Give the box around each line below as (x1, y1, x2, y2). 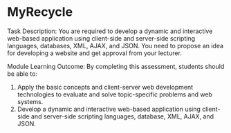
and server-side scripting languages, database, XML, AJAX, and (30, 112, 214, 121)
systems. (17, 97, 44, 105)
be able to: (7, 70, 38, 78)
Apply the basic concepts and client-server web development (17, 83, 194, 91)
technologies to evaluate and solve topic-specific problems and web (17, 90, 213, 99)
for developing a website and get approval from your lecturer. (7, 49, 182, 57)
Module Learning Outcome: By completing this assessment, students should (7, 62, 225, 70)
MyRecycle (7, 4, 73, 20)
